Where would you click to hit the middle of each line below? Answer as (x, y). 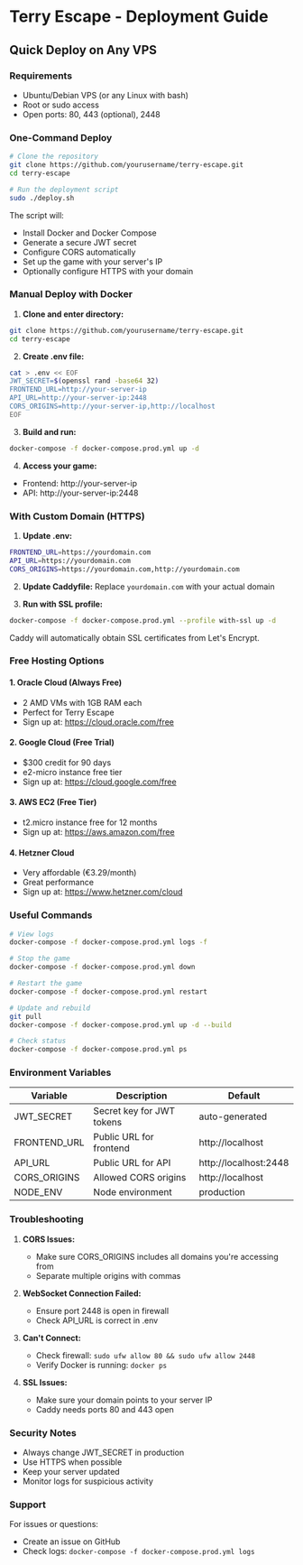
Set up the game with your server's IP (92, 261)
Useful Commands (51, 915)
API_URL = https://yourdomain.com (70, 560)
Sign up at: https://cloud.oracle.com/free (98, 722)
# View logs (32, 934)
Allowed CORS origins (140, 1178)
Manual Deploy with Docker (71, 294)
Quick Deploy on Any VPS (83, 50)
